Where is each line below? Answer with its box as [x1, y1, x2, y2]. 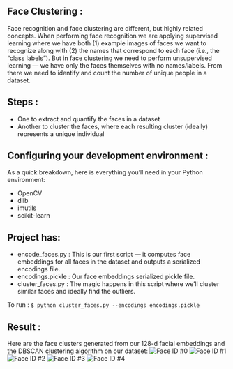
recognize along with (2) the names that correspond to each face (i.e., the [7, 46, 220, 54]
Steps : [7, 96, 38, 108]
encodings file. [17, 265, 61, 273]
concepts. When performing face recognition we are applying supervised [7, 31, 218, 40]
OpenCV [17, 189, 43, 197]
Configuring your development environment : [7, 150, 209, 162]
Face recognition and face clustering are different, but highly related [7, 24, 204, 32]
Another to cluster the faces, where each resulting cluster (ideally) [17, 122, 208, 130]
